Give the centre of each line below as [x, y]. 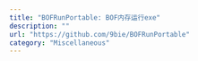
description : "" [39, 26]
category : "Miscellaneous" [60, 43]
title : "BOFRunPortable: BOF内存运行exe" [85, 17]
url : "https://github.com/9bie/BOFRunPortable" [100, 34]
